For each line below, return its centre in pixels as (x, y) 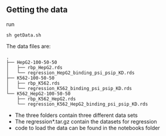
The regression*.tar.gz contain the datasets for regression (86, 121)
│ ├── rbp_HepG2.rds (34, 67)
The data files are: (28, 46)
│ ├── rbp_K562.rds (33, 83)
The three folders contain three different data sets (76, 115)
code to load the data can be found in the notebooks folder (87, 128)
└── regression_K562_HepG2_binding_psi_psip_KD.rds (82, 104)
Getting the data (37, 10)
